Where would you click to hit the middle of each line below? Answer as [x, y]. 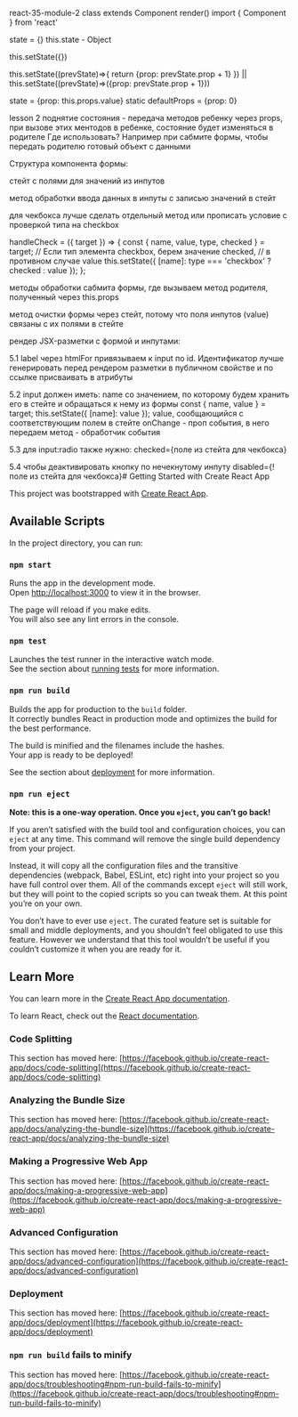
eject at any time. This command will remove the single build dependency [145, 839]
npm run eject [40, 794]
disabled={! [254, 467]
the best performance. [50, 728]
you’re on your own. [46, 903]
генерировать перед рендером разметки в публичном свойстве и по [141, 368]
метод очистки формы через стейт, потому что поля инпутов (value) [139, 314]
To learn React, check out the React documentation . [105, 1016]
